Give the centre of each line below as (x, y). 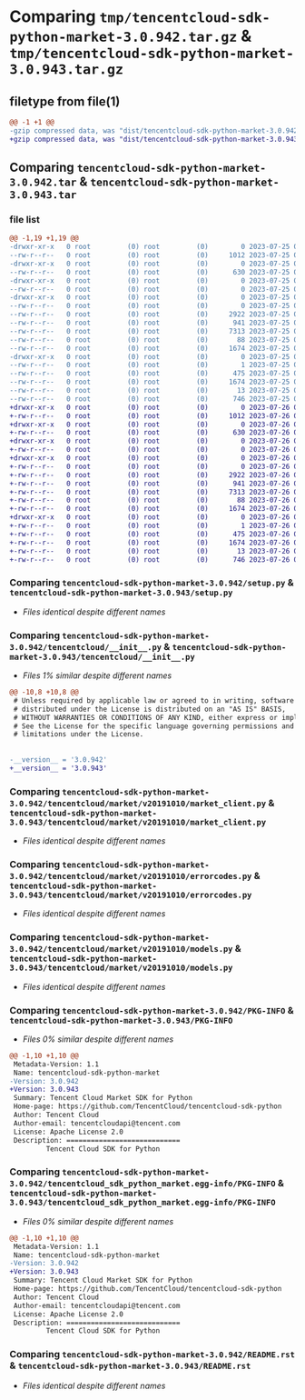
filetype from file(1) (65, 101)
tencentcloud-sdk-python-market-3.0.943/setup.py (121, 593)
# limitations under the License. (79, 735)
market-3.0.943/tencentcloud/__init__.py (102, 657)
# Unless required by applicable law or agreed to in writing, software (154, 700)
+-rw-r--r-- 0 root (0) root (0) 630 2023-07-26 (150, 433)
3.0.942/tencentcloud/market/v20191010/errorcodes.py (131, 876)
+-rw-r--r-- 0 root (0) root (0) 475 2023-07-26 (150, 534)
